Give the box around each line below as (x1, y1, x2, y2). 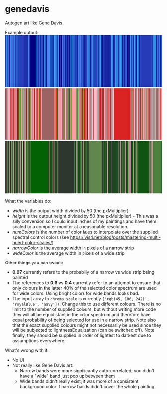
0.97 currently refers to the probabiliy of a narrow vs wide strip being (12, 269, 155, 275)
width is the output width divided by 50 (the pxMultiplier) (12, 207, 129, 214)
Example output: (5, 29, 39, 35)
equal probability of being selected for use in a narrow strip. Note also (12, 317, 156, 323)
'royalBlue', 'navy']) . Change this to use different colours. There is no (12, 301, 161, 307)
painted (12, 274, 28, 280)
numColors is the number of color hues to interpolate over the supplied (12, 229, 158, 235)
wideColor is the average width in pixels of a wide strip (12, 250, 125, 256)
